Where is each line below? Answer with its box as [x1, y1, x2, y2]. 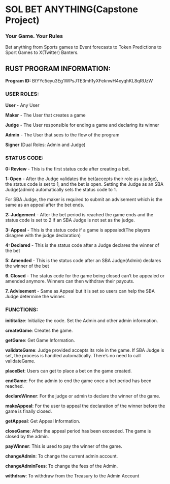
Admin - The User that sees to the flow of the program [5, 131, 120, 138]
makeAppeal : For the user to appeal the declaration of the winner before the [5, 403, 165, 409]
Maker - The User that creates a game [5, 112, 86, 118]
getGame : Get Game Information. [5, 337, 75, 344]
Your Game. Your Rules [5, 33, 63, 40]
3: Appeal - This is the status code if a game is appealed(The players [5, 226, 151, 233]
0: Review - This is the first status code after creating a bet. [5, 165, 130, 172]
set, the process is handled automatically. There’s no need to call [5, 353, 141, 359]
